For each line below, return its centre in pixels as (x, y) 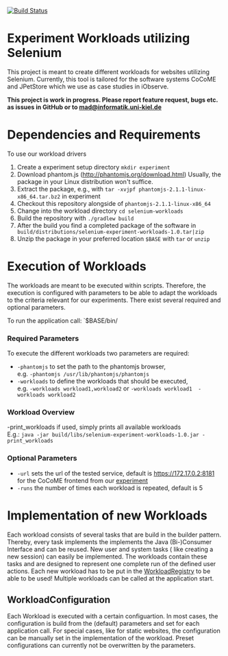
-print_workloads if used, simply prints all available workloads (94, 427)
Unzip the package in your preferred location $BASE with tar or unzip (113, 238)
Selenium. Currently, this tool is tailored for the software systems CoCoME (112, 79)
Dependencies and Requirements (104, 135)
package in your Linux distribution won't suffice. (85, 181)
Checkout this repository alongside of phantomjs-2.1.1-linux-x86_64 (114, 203)
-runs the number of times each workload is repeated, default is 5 (110, 488)
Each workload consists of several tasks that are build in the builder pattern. (114, 535)
